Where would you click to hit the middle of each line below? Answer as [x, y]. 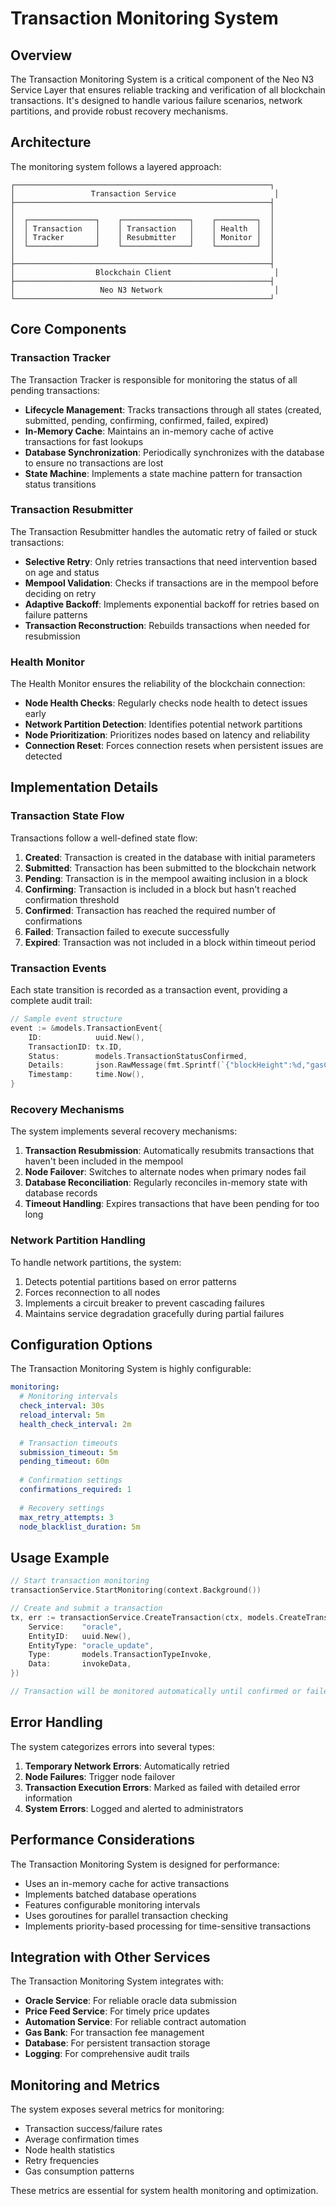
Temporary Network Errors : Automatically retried [127, 1766]
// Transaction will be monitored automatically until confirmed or [156, 1692]
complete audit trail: [51, 1001]
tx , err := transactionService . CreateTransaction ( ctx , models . [145, 1617]
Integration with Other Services [110, 1957]
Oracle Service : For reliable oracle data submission [130, 2001]
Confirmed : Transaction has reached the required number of [150, 910]
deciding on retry [60, 593]
